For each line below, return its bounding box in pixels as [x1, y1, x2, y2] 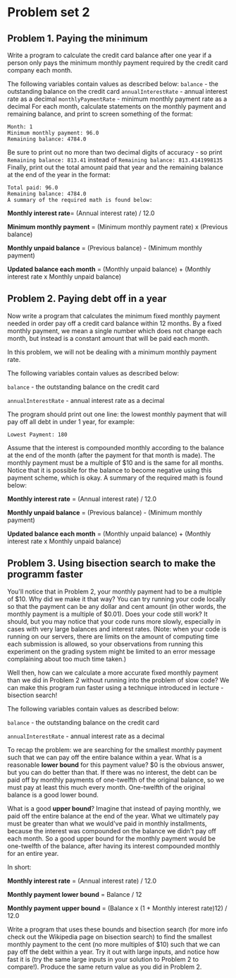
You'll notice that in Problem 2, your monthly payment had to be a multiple [7, 587, 222, 596]
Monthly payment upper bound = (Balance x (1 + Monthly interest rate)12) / [7, 904, 228, 912]
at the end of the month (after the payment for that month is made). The [7, 451, 216, 459]
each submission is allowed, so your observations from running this [7, 639, 204, 648]
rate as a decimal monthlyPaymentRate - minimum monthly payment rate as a [7, 95, 228, 103]
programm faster [7, 569, 83, 581]
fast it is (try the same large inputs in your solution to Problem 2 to [7, 955, 199, 963]
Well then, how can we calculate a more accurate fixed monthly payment [7, 668, 218, 677]
